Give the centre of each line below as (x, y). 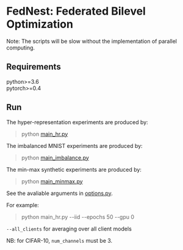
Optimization (40, 24)
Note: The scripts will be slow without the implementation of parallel (91, 41)
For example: (23, 205)
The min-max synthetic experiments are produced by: (74, 169)
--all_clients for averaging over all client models (69, 229)
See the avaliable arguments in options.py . (59, 193)
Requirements (34, 67)
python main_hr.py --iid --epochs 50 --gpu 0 (78, 217)
